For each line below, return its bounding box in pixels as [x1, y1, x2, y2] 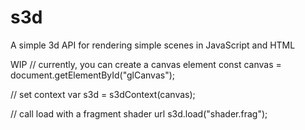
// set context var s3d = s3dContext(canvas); [10, 88, 196, 100]
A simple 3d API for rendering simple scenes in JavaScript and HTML [10, 39, 296, 51]
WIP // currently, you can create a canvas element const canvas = [10, 58, 282, 70]
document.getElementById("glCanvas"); [10, 69, 176, 81]
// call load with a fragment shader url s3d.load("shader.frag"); [10, 107, 268, 120]
